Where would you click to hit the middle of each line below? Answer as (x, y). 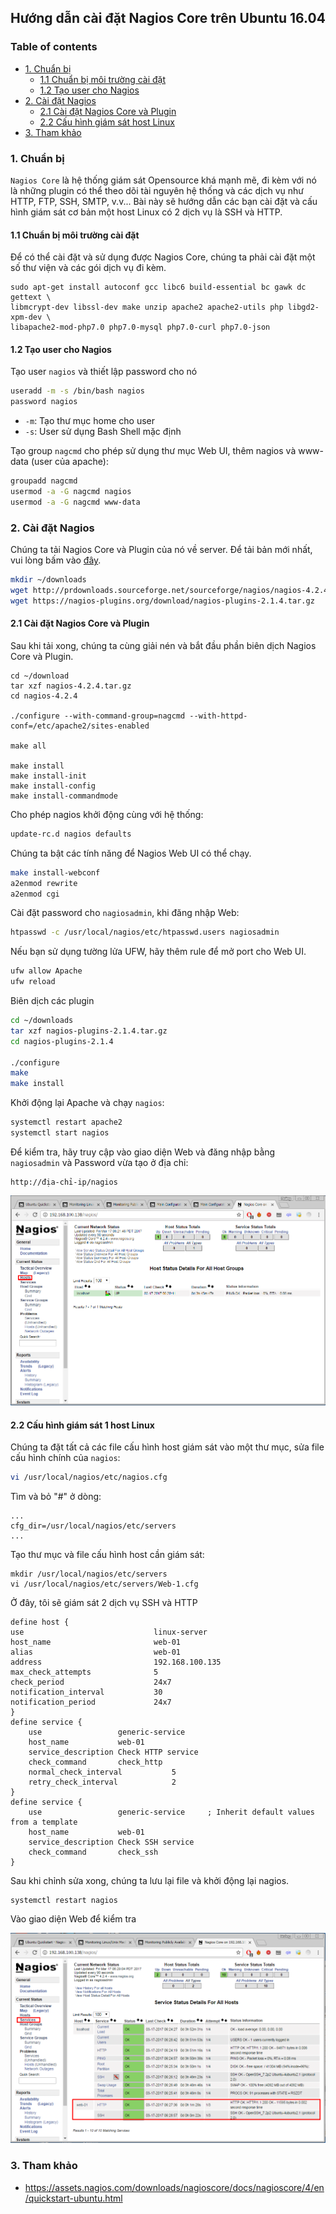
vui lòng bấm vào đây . (56, 560)
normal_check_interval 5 (102, 1772)
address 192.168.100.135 (116, 1662)
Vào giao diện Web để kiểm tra (73, 1919)
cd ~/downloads (42, 1021)
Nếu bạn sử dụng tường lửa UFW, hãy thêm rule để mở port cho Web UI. (158, 952)
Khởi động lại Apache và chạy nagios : (87, 1103)
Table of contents (54, 47)
